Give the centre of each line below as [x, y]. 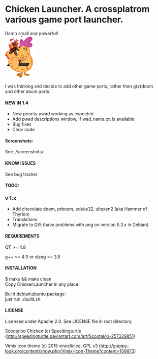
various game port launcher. [64, 20]
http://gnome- [115, 346]
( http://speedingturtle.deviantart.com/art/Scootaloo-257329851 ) [70, 336]
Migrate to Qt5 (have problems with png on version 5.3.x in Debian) [80, 225]
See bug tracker [21, 174]
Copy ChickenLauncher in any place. [42, 284]
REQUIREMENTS [22, 236]
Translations [25, 220]
